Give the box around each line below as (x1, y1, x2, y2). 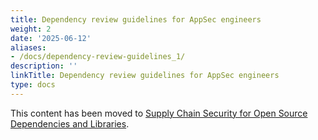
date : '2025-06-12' (10, 33, 92, 43)
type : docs (10, 80, 56, 90)
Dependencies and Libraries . (10, 117, 130, 130)
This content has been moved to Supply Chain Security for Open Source (10, 107, 308, 119)
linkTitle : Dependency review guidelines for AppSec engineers (10, 71, 280, 81)
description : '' (10, 61, 78, 71)
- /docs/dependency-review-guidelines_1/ (10, 52, 186, 62)
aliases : (10, 42, 47, 53)
